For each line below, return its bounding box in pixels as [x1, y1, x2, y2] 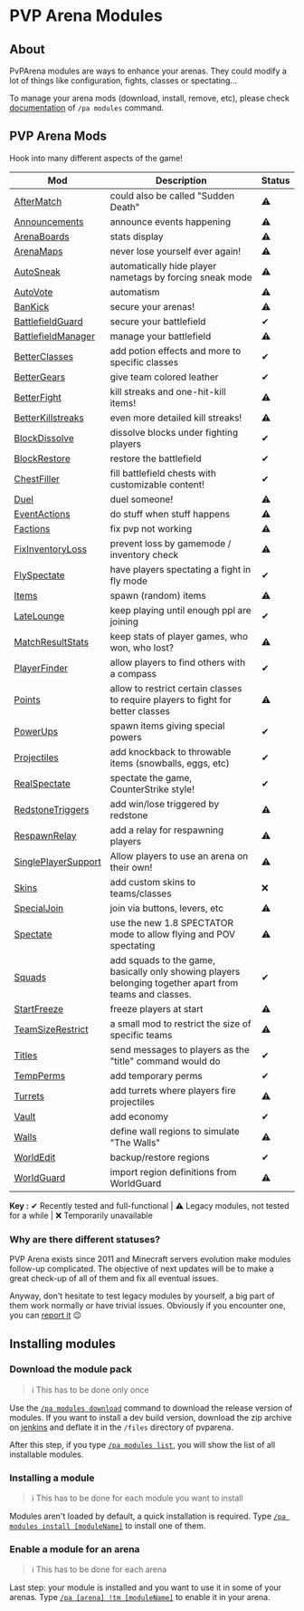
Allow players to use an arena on [109, 849, 249, 862]
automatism [109, 285, 160, 298]
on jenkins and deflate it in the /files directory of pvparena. [9, 1422, 233, 1433]
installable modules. [9, 1449, 84, 1460]
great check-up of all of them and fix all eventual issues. [9, 1273, 219, 1284]
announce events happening [109, 215, 232, 227]
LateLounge [14, 609, 65, 622]
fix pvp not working [109, 522, 193, 535]
